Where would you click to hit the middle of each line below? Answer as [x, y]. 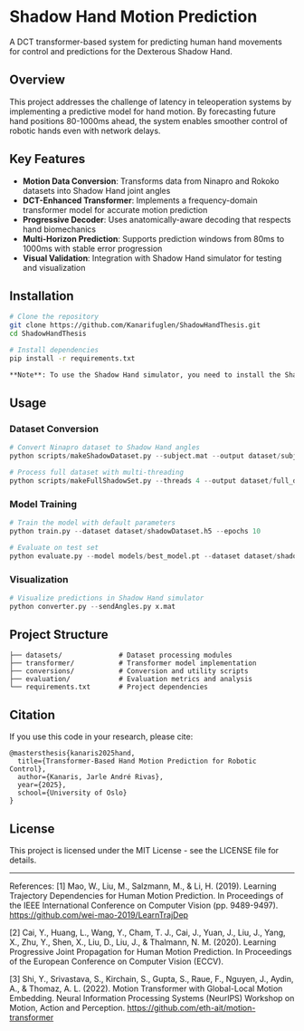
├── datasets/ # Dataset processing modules [121, 655]
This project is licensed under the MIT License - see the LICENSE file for [144, 851]
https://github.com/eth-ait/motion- [191, 1008]
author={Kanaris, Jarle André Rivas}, [91, 777]
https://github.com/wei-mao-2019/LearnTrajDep [99, 915]
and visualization [54, 267]
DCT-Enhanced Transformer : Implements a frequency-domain [140, 200]
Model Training [43, 504]
